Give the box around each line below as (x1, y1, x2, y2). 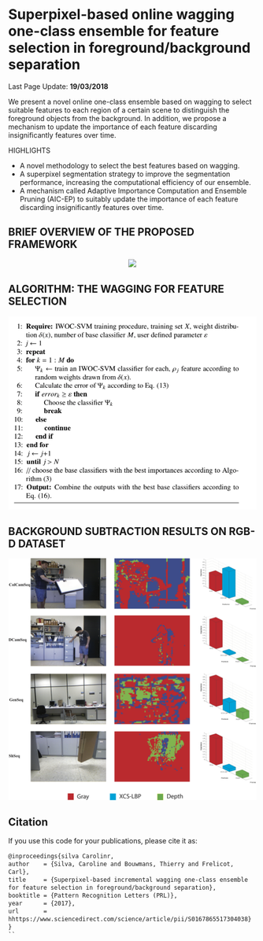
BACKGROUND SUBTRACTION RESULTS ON (8, 525, 227, 538)
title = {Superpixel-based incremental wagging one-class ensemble (8, 876, 248, 884)
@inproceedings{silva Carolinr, (8, 852, 114, 861)
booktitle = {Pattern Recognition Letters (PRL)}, (8, 891, 178, 900)
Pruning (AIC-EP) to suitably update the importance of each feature (19, 194, 239, 204)
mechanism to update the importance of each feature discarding (8, 122, 218, 131)
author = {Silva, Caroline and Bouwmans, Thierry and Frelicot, (8, 860, 235, 869)
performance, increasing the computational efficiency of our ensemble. (19, 177, 251, 186)
